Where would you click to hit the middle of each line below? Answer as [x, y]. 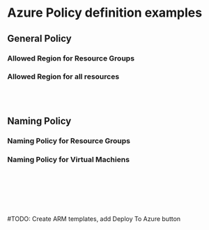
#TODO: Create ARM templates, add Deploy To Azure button [94, 219]
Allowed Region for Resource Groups [71, 58]
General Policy [39, 39]
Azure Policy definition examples [105, 13]
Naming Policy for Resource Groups [69, 141]
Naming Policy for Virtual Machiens [69, 160]
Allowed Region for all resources [63, 76]
